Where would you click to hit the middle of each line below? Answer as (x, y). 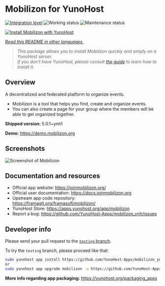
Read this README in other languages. (44, 42)
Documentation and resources (53, 176)
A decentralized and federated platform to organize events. (65, 94)
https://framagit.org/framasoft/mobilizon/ (54, 203)
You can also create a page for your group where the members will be (83, 109)
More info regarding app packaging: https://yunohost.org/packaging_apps (81, 278)
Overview (20, 82)
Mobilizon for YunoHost (55, 9)
